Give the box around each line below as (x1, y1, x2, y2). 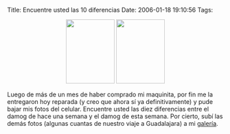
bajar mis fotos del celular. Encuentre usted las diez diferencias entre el (7, 105, 209, 113)
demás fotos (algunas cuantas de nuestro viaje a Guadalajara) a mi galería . (7, 120, 218, 127)
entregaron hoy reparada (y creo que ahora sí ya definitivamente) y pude (7, 98, 214, 105)
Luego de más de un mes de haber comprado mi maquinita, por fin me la (7, 90, 214, 98)
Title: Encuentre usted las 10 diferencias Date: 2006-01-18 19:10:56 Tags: (7, 6, 214, 14)
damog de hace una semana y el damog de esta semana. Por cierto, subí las (7, 112, 223, 120)
